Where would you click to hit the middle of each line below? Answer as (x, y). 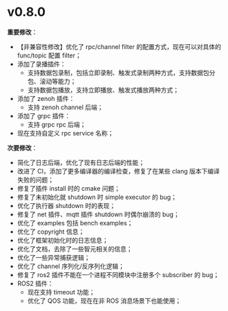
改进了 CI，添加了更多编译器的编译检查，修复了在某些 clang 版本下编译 (118, 171)
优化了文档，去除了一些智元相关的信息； (75, 249)
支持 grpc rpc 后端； (57, 124)
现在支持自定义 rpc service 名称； (65, 133)
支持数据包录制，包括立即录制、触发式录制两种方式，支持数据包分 (121, 73)
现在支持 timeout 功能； (61, 292)
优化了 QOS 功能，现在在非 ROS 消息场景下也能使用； (104, 301)
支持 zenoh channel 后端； (65, 107)
